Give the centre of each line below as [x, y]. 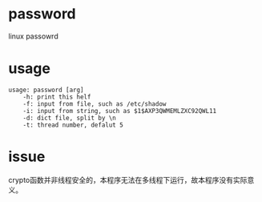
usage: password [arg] [46, 90]
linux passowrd [33, 36]
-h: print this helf [57, 97]
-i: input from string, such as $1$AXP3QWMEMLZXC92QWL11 [120, 111]
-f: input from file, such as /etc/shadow [95, 104]
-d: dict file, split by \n [69, 118]
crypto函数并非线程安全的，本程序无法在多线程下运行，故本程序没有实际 [128, 180]
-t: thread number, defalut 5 [73, 125]
